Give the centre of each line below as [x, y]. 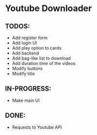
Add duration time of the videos [44, 63]
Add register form [30, 38]
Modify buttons [27, 68]
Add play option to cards [37, 48]
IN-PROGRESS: [28, 89]
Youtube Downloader [48, 8]
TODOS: [17, 26]
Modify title [23, 74]
